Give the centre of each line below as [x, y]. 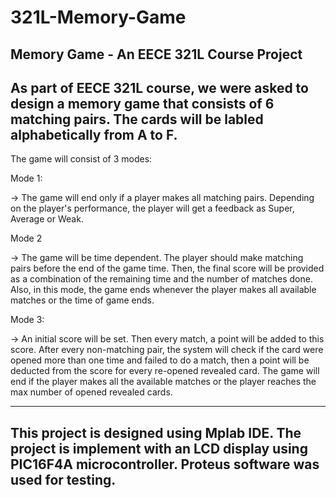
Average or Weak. [47, 219]
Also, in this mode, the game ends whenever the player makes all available [163, 290]
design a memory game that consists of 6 [142, 103]
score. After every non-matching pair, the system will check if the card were [167, 350]
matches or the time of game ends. [82, 300]
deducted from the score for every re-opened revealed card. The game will [165, 371]
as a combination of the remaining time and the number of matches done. [161, 279]
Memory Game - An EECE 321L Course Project [156, 54]
